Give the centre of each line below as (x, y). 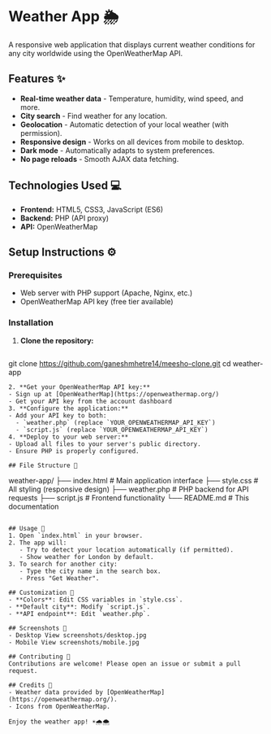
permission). (41, 133)
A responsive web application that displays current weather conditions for (132, 44)
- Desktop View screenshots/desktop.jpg (78, 635)
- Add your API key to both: (58, 415)
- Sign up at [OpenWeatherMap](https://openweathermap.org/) (114, 394)
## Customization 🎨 (41, 592)
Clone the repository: (57, 340)
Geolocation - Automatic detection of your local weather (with (124, 125)
